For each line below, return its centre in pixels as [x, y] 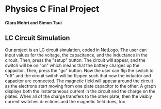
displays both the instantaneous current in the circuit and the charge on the [80, 91]
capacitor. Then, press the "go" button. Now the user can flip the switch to [79, 70]
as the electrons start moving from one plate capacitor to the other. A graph [80, 86]
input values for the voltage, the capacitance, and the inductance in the [76, 55]
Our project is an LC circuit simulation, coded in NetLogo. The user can [76, 50]
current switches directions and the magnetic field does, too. [66, 101]
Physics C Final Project [52, 9]
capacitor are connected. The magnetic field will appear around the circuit [79, 81]
